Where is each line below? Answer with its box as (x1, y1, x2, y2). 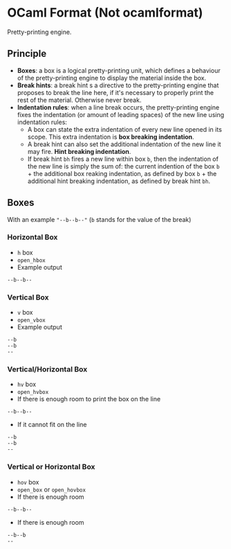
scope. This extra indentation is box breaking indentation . (27, 132, 195, 141)
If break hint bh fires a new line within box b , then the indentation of (27, 155, 219, 163)
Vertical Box (7, 293, 49, 302)
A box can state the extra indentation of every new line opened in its (27, 125, 223, 133)
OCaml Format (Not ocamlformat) (7, 5, 203, 21)
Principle (7, 48, 47, 60)
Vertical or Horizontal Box (7, 462, 95, 472)
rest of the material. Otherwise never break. (17, 96, 142, 104)
